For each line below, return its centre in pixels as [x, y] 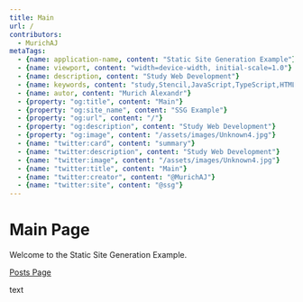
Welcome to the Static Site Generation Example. [98, 255]
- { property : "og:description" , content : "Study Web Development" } [147, 127]
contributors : [36, 34]
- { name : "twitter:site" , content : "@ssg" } [100, 186]
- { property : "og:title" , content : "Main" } [100, 101]
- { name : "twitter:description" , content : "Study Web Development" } [149, 151]
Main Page [50, 230]
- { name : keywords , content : [72, 85]
